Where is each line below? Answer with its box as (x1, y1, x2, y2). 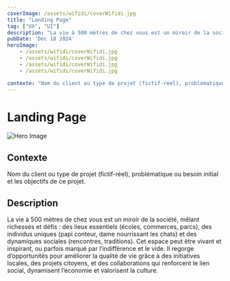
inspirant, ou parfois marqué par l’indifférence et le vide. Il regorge (7, 244, 194, 252)
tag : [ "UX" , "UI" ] (7, 23, 60, 29)
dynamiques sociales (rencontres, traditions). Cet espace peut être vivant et (7, 237, 222, 245)
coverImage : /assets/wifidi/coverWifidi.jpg (7, 10, 136, 17)
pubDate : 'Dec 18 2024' (7, 36, 75, 42)
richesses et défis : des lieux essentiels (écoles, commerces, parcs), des (7, 222, 212, 230)
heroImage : (7, 42, 38, 49)
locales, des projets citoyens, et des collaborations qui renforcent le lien (7, 258, 210, 267)
